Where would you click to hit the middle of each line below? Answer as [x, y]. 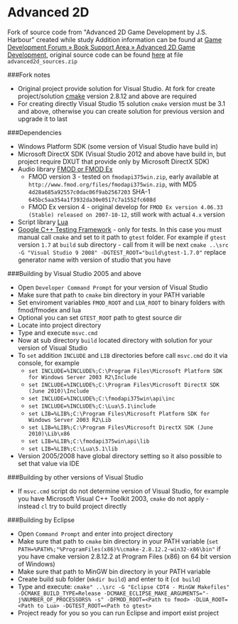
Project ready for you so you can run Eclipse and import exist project [118, 613]
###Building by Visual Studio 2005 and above [75, 273]
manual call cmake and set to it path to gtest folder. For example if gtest [122, 237]
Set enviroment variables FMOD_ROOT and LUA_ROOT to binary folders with [121, 302]
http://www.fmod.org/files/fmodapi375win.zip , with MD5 [113, 184]
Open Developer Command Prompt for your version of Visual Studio [113, 287]
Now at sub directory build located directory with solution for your [115, 340]
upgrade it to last [42, 119]
